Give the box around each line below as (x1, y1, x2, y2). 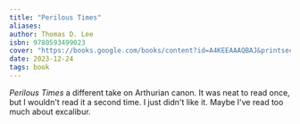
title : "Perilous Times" (9, 12, 102, 22)
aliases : (9, 21, 42, 30)
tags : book (9, 63, 50, 72)
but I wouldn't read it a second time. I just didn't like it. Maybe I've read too (9, 96, 284, 107)
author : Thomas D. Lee (9, 29, 94, 38)
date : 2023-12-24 (9, 54, 74, 63)
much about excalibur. (9, 106, 91, 117)
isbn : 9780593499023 (9, 37, 87, 47)
